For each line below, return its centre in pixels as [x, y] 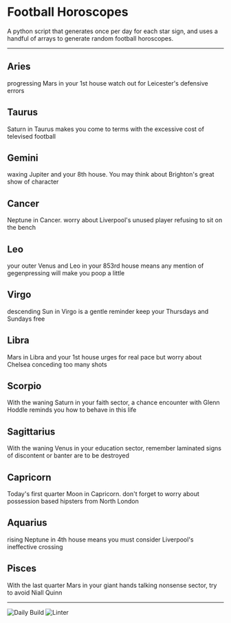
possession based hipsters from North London [73, 502]
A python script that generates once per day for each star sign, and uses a [113, 31]
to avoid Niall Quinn [35, 592]
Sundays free [26, 319]
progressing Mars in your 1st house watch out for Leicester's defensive [108, 83]
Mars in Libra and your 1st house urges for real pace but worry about [104, 357]
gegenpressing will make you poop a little [66, 273]
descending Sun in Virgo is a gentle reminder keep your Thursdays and [108, 311]
